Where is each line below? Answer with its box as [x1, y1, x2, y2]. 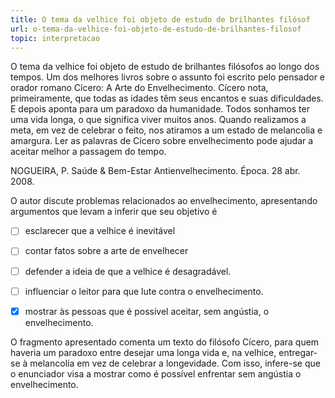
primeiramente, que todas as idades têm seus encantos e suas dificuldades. [10, 92, 324, 105]
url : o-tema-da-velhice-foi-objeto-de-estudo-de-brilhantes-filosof [10, 24, 302, 34]
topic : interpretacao [10, 33, 101, 43]
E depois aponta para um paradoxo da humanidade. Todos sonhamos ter [10, 103, 310, 115]
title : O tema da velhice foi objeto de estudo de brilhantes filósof [10, 14, 311, 25]
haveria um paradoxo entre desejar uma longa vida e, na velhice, [10, 346, 277, 358]
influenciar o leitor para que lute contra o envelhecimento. [24, 285, 264, 297]
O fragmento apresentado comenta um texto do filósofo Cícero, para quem [10, 336, 320, 348]
